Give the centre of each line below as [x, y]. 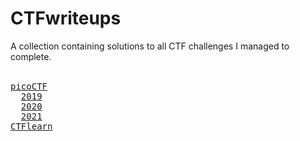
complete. [31, 56]
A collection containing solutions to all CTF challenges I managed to [150, 46]
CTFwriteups [66, 18]
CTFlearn [31, 126]
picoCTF [29, 86]
